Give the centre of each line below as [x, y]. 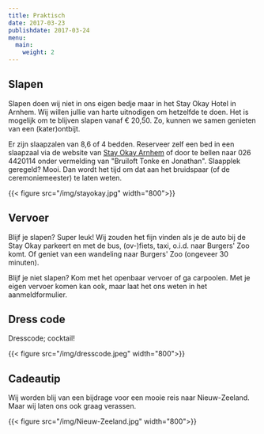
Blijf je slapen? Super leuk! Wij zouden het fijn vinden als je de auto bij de [127, 237]
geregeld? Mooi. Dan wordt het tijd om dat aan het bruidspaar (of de [119, 169]
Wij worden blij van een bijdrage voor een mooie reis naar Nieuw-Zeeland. [129, 398]
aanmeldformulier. [38, 295]
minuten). [24, 262]
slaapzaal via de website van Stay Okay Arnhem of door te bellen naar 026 [130, 152]
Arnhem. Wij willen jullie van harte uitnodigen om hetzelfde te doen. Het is [128, 112]
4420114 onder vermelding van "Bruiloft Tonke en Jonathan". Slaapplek [124, 161]
